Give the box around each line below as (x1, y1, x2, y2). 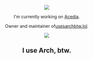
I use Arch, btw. (22, 46, 71, 55)
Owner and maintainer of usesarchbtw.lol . (5, 23, 89, 29)
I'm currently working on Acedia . (13, 14, 80, 20)
